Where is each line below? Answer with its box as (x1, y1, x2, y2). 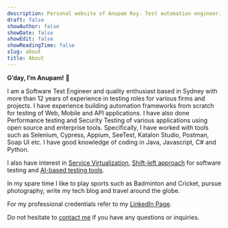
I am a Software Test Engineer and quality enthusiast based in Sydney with (7, 87, 218, 95)
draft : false (7, 16, 45, 23)
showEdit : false (7, 36, 53, 43)
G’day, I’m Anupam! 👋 (7, 73, 70, 82)
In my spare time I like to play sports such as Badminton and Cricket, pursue (7, 179, 222, 187)
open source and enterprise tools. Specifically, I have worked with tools (7, 123, 209, 131)
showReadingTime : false (7, 42, 75, 49)
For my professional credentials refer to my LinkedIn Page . (7, 200, 173, 208)
